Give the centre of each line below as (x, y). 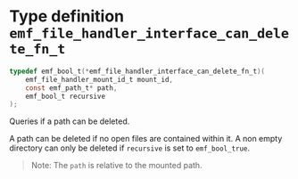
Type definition (67, 16)
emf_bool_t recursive (65, 96)
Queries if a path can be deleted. (70, 121)
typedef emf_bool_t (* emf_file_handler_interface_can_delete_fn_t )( (137, 71)
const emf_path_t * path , (71, 88)
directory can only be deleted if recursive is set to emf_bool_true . (130, 148)
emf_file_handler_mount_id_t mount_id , (99, 79)
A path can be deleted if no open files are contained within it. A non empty (146, 139)
